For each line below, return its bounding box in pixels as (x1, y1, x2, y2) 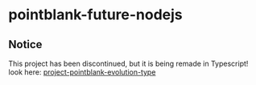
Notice (8, 38, 43, 51)
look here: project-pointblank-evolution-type (8, 67, 156, 77)
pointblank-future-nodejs (8, 6, 183, 24)
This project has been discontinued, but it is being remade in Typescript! (8, 59, 249, 68)
